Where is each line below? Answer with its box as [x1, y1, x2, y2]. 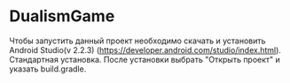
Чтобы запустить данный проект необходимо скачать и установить [9, 35, 266, 46]
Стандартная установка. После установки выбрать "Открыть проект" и [9, 54, 281, 64]
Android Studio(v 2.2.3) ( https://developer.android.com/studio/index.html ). [9, 44, 282, 55]
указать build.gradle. [9, 64, 87, 74]
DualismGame [9, 6, 115, 26]
